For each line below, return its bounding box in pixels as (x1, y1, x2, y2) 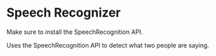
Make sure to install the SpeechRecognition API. (6, 28, 143, 36)
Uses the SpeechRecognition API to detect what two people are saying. (6, 41, 210, 49)
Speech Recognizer (6, 5, 121, 21)
